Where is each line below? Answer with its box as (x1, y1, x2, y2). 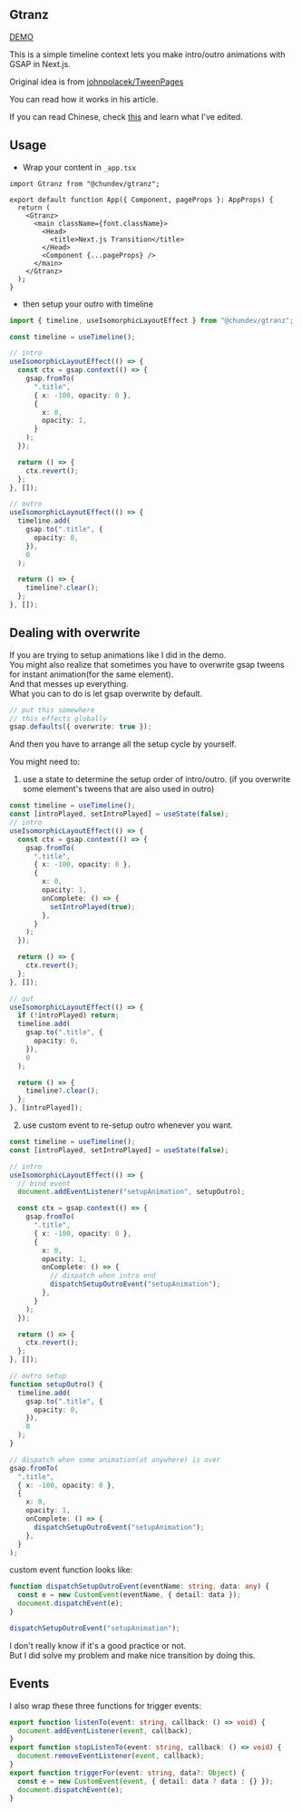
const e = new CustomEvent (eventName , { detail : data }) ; (17, 1591, 242, 1600)
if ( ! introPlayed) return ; (17, 1011, 120, 1020)
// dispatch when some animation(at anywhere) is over (9, 1455, 221, 1464)
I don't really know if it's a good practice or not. (9, 1640, 187, 1650)
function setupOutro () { (9, 1379, 103, 1389)
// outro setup (9, 1372, 67, 1381)
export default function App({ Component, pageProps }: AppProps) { (9, 195, 274, 204)
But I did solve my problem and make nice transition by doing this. (9, 1649, 256, 1660)
